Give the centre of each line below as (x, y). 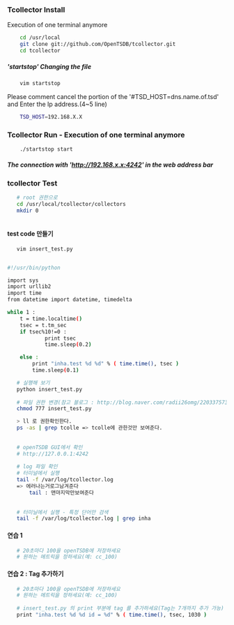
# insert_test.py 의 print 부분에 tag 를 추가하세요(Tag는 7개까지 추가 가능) (120, 608)
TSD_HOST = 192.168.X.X (51, 116)
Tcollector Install (36, 10)
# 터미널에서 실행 (38, 473)
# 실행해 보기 (33, 383)
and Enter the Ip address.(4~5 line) (57, 104)
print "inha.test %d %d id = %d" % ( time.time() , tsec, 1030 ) (112, 615)
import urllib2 (29, 287)
